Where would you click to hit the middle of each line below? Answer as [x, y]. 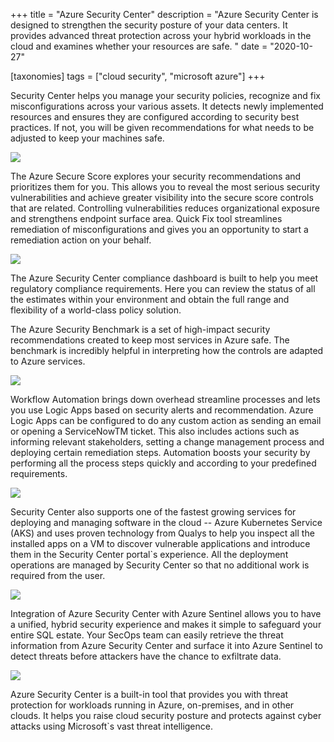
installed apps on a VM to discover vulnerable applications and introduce [160, 543]
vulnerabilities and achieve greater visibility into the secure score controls [162, 197]
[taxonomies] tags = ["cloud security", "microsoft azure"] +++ [138, 76]
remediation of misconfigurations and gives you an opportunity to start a [159, 229]
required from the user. [58, 575]
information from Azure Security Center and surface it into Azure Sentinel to [166, 645]
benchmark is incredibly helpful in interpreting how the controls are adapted [167, 350]
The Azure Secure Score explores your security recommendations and [156, 176]
